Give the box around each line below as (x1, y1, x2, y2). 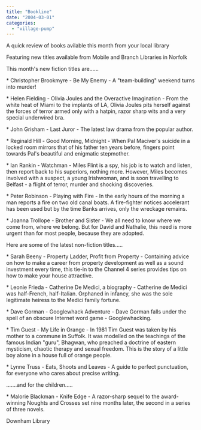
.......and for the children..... (6, 381, 73, 389)
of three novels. (6, 406, 45, 413)
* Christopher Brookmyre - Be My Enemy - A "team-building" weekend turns (6, 77, 195, 84)
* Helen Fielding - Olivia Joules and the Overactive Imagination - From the (6, 95, 188, 102)
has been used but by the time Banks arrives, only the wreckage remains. (6, 205, 187, 213)
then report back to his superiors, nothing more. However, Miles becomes (6, 168, 188, 175)
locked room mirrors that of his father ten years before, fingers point (6, 144, 175, 151)
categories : (6, 20, 36, 26)
